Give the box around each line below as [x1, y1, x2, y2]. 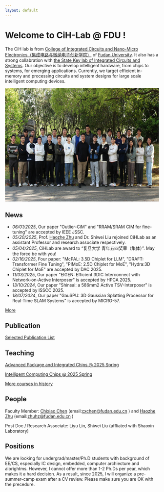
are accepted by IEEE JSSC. [28, 229, 84, 235]
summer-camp [5, 476, 35, 482]
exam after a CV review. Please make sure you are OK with [36, 476, 154, 482]
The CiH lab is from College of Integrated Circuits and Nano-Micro [5, 46, 138, 52]
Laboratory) [5, 428, 29, 434]
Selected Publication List [5, 335, 55, 340]
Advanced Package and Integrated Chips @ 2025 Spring [5, 362, 119, 367]
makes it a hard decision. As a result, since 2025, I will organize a [5, 471, 136, 477]
